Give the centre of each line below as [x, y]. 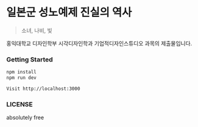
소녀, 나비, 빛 [37, 30]
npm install [21, 72]
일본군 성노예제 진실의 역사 [69, 12]
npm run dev [21, 78]
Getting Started [30, 60]
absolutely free [25, 118]
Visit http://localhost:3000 [43, 89]
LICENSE [20, 104]
